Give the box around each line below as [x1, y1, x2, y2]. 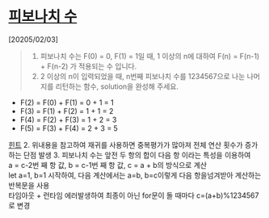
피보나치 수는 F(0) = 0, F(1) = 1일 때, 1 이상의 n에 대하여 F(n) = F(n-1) [40, 51, 260, 61]
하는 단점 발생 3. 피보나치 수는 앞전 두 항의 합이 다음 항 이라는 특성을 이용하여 [8, 150, 251, 160]
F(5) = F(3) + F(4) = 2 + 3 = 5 [19, 123, 119, 133]
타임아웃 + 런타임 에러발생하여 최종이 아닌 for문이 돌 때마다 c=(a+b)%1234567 [8, 191, 259, 200]
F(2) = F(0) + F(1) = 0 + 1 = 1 [19, 98, 115, 107]
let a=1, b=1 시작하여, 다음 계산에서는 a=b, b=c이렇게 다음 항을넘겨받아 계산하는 [8, 170, 262, 180]
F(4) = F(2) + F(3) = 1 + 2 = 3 [19, 115, 117, 124]
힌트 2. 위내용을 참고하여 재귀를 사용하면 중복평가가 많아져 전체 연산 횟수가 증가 [8, 140, 258, 149]
